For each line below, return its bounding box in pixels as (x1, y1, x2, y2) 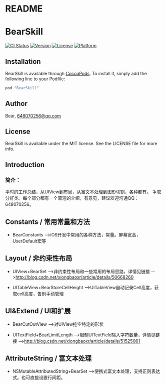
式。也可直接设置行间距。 (12, 374, 65, 380)
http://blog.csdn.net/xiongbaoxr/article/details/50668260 (15, 274, 134, 280)
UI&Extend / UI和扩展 (5, 307, 71, 315)
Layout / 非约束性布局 (5, 254, 72, 263)
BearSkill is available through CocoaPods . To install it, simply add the (5, 70, 147, 76)
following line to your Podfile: (5, 76, 65, 82)
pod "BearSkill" (5, 85, 39, 90)
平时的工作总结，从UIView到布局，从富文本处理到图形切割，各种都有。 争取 (5, 189, 161, 195)
